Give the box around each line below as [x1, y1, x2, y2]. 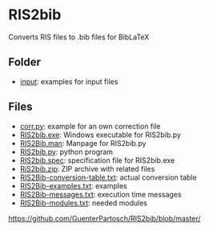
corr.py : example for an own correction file [19, 121, 161, 131]
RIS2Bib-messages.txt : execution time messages [19, 189, 182, 199]
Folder [8, 55, 42, 69]
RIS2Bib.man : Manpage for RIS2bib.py [19, 138, 147, 148]
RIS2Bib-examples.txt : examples [19, 180, 127, 190]
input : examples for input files [19, 76, 119, 86]
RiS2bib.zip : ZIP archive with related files [19, 164, 155, 173]
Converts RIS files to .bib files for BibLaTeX [8, 32, 150, 42]
